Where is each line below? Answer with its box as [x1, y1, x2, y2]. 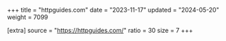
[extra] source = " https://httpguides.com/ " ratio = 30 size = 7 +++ [7, 27, 193, 34]
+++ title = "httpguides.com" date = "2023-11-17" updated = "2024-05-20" [7, 6, 219, 14]
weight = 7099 [7, 13, 49, 21]
